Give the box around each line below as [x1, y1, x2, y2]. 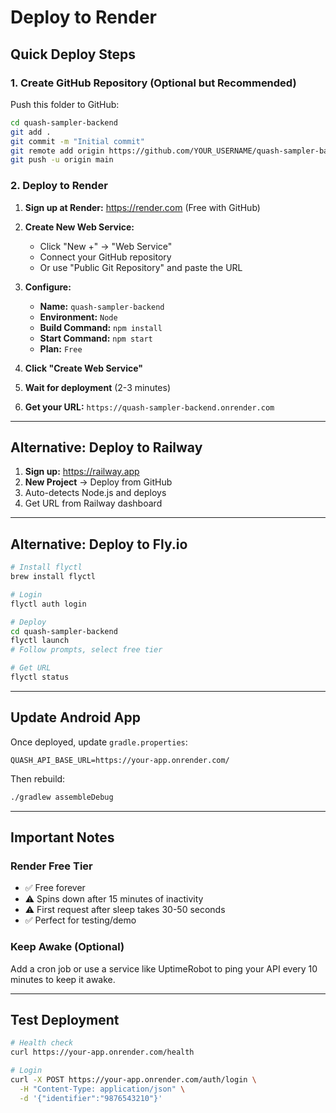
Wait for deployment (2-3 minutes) [24, 381, 172, 393]
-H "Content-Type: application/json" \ [19, 1084, 186, 1094]
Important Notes [10, 829, 115, 846]
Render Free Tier [10, 859, 93, 873]
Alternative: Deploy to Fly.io [10, 536, 188, 553]
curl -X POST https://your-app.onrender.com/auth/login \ [10, 1075, 257, 1085]
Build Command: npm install [39, 321, 163, 333]
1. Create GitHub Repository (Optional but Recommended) [10, 76, 297, 90]
